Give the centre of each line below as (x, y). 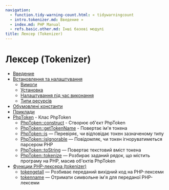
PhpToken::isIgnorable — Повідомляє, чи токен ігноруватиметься (91, 139)
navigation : (18, 10)
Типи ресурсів (36, 101)
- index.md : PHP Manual (35, 24)
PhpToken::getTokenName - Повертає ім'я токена (74, 128)
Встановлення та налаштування (48, 79)
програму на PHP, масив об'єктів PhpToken (68, 161)
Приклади (24, 111)
